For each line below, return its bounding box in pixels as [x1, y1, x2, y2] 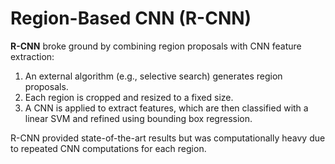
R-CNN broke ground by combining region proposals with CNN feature [10, 40, 302, 52]
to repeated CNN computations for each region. [10, 142, 207, 154]
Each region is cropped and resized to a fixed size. [24, 91, 234, 103]
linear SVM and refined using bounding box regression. [24, 112, 253, 124]
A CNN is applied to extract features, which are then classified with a [24, 102, 309, 114]
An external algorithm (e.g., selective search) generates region [24, 70, 283, 82]
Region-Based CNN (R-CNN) [10, 7, 252, 30]
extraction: [10, 50, 55, 62]
